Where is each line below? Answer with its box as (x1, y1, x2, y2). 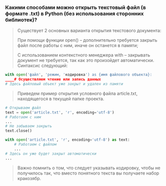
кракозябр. (17, 175, 41, 181)
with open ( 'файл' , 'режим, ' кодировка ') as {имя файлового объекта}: (5, 72, 153, 77)
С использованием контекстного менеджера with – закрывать (17, 52, 151, 58)
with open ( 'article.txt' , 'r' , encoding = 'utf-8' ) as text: (5, 137, 130, 142)
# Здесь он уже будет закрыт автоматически (5, 151, 97, 156)
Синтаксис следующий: (17, 62, 68, 68)
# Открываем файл (5, 105, 41, 110)
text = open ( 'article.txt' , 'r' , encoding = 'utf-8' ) (5, 110, 114, 115)
